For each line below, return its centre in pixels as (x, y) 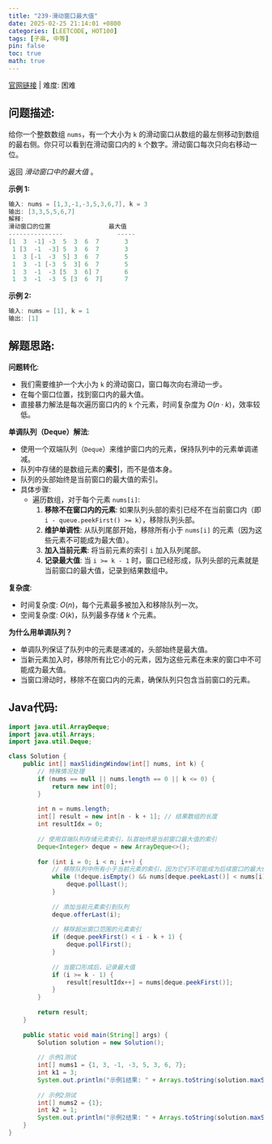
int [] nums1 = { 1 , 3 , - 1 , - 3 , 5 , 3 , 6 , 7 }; (112, 1065)
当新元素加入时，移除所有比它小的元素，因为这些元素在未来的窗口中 (134, 659)
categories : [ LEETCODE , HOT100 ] (63, 31)
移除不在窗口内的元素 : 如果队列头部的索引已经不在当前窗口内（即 (153, 509)
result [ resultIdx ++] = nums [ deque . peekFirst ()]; (149, 982)
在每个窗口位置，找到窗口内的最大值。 (84, 394)
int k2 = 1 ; (58, 1110)
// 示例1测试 (57, 1057)
